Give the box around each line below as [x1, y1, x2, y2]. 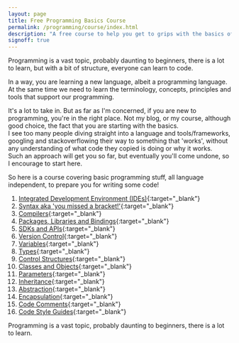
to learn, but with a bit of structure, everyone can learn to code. [8, 64, 194, 72]
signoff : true [8, 37, 50, 44]
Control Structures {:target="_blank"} [18, 255, 126, 263]
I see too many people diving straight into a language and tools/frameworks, [8, 129, 231, 138]
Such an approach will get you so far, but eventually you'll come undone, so [8, 152, 230, 160]
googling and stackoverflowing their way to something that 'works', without [8, 136, 228, 146]
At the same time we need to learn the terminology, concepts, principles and [8, 85, 231, 94]
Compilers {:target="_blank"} [18, 209, 102, 218]
